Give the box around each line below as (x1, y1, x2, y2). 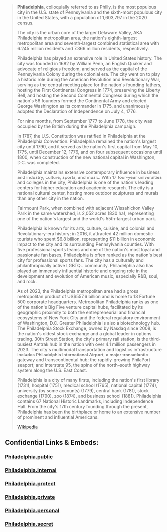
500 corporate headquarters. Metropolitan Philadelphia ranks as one (17, 299, 159, 305)
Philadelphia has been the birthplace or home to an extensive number (17, 409, 161, 415)
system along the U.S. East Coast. (17, 367, 87, 373)
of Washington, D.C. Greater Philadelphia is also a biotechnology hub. (17, 320, 161, 326)
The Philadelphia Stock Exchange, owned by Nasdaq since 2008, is (17, 325, 156, 331)
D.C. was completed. (17, 160, 60, 165)
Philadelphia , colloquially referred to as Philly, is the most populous (17, 4, 156, 10)
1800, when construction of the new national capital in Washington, (17, 154, 156, 160)
